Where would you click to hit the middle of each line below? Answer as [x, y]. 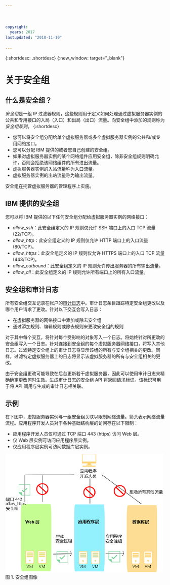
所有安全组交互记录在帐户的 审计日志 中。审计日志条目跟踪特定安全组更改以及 [85, 303]
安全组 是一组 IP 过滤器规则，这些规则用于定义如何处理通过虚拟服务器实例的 [84, 113]
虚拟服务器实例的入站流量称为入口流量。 [55, 169]
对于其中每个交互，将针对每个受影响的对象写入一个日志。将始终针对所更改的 [85, 337]
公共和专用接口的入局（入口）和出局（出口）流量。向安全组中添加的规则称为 [85, 120]
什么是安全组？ [29, 100]
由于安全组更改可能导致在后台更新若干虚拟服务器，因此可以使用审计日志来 [83, 373]
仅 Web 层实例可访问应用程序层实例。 [52, 440]
